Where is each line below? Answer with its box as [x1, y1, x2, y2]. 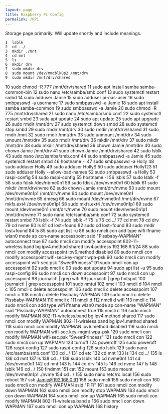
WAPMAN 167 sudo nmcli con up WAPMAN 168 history [5, 403, 119, 409]
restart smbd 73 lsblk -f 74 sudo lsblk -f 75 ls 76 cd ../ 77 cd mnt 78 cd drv [5, 217, 159, 223]
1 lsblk [5, 40, 24, 45]
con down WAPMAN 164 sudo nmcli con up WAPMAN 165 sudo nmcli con [5, 393, 158, 399]
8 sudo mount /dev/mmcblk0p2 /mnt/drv [5, 71, 89, 76]
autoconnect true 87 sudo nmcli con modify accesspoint [5, 239, 122, 245]
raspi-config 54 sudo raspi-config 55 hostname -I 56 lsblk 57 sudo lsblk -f [5, 174, 159, 180]
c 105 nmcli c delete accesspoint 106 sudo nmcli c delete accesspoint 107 [5, 286, 157, 292]
